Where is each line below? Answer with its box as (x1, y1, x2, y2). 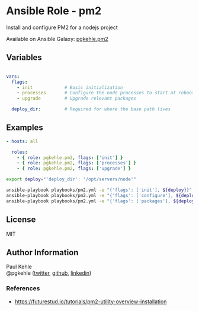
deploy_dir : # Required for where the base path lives (11, 106, 171, 112)
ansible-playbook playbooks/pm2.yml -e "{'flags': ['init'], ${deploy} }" (6, 187, 192, 193)
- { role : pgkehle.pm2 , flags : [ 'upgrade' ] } (17, 166, 131, 172)
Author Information (6, 247, 79, 258)
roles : (11, 149, 28, 155)
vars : (6, 73, 20, 80)
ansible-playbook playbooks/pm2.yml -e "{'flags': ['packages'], (6, 198, 171, 204)
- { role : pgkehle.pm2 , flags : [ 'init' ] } (17, 154, 123, 161)
